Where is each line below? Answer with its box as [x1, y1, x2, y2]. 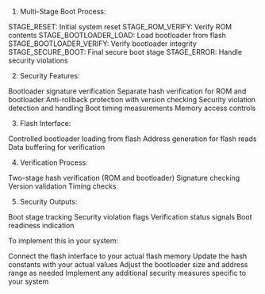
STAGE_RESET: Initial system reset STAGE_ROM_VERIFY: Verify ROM [8, 22, 232, 31]
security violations [8, 55, 69, 65]
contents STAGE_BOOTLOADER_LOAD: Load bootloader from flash [8, 31, 226, 40]
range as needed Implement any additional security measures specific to [8, 269, 247, 277]
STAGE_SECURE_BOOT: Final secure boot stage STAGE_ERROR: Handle [8, 48, 243, 56]
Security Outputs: [19, 197, 78, 206]
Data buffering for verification [8, 143, 106, 151]
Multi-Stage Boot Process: [19, 7, 106, 16]
